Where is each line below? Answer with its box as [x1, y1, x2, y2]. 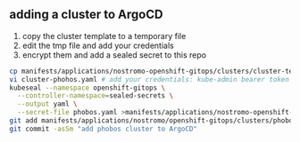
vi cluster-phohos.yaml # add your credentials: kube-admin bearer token [9, 75, 290, 83]
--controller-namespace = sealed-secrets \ [17, 91, 174, 100]
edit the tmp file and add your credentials [21, 40, 174, 51]
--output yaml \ [17, 99, 78, 109]
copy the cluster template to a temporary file [21, 30, 187, 41]
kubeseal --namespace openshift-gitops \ [9, 83, 166, 92]
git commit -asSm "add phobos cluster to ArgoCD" [9, 124, 198, 133]
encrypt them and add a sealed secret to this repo [21, 49, 207, 60]
